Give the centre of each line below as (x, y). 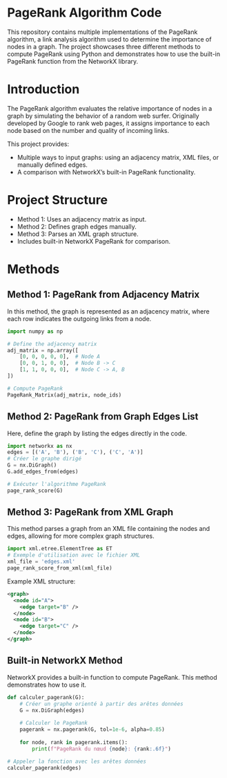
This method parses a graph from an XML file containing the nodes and (109, 529)
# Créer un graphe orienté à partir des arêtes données (102, 704)
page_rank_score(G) (35, 490)
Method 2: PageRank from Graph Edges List (103, 417)
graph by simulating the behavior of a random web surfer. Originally (103, 116)
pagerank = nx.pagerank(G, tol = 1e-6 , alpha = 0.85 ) (92, 730)
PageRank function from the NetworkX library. (73, 61)
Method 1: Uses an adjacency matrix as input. (82, 219)
